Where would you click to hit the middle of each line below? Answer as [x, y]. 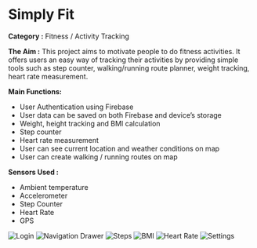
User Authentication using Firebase [76, 107]
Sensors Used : [33, 172]
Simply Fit [41, 15]
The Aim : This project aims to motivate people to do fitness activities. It [124, 51]
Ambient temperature [54, 187]
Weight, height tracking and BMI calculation [90, 123]
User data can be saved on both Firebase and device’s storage [120, 115]
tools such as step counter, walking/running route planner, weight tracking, [129, 67]
